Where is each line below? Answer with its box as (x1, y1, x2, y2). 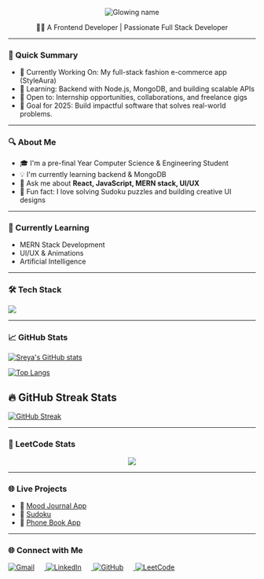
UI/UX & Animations (19, 248, 84, 257)
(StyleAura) (19, 76, 57, 86)
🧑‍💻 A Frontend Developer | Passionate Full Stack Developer (35, 23, 229, 31)
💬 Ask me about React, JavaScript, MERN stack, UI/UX (19, 178, 200, 188)
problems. (19, 109, 53, 119)
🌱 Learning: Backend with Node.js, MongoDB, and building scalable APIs (19, 84, 255, 94)
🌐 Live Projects (8, 483, 68, 494)
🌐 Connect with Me (8, 544, 84, 555)
